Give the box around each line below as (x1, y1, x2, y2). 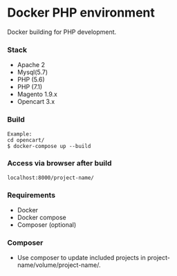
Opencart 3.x (17, 98, 55, 106)
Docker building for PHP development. (7, 28, 117, 36)
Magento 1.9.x (17, 90, 57, 98)
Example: (7, 130, 32, 138)
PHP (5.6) (17, 75, 45, 84)
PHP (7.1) (17, 83, 43, 91)
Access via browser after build (7, 158, 112, 168)
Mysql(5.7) (17, 68, 48, 77)
